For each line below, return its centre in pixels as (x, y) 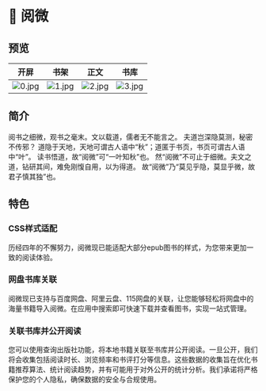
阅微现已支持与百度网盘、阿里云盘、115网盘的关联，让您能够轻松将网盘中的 (131, 298)
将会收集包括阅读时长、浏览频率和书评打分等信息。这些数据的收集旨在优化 (129, 360)
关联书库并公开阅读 (45, 331)
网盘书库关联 (33, 280)
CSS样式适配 (33, 228)
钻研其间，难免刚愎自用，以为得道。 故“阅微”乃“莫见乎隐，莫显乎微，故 (139, 167)
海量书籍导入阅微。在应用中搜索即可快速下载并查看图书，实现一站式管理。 (129, 308)
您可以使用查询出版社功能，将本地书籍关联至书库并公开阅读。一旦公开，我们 (133, 350)
